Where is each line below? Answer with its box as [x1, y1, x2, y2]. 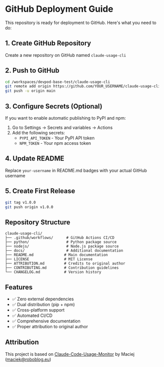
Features [5, 283, 33, 291]
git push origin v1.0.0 [5, 205, 54, 210]
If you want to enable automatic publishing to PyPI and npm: [5, 115, 126, 121]
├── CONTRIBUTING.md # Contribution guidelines [5, 265, 119, 270]
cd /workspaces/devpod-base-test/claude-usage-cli [5, 79, 110, 84]
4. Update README [5, 155, 64, 163]
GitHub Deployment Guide [5, 3, 114, 15]
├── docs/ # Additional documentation [5, 248, 123, 253]
